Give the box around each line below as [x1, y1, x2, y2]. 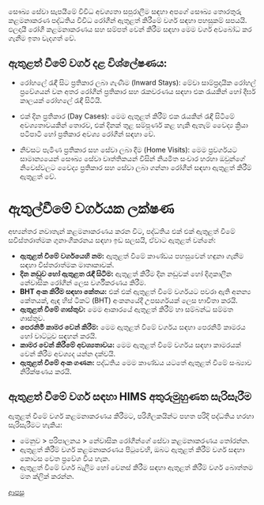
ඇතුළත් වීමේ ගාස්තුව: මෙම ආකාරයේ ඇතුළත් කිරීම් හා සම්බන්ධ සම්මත [19, 304, 234, 314]
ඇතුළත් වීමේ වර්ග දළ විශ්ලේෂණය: [8, 57, 168, 70]
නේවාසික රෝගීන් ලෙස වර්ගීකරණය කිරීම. [19, 277, 146, 287]
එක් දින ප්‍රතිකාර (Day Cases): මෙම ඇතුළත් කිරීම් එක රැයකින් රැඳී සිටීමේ [19, 111, 236, 121]
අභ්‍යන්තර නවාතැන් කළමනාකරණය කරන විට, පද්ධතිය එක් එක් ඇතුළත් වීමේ [8, 226, 236, 236]
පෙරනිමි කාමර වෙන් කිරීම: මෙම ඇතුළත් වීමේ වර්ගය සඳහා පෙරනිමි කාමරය [19, 322, 247, 331]
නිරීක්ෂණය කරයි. [19, 367, 73, 376]
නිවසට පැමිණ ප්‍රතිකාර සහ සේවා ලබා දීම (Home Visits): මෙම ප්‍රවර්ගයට [19, 145, 238, 154]
